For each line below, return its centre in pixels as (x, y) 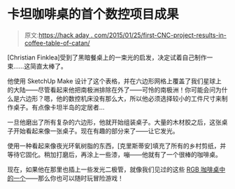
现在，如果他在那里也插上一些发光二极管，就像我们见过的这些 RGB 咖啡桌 (113, 169)
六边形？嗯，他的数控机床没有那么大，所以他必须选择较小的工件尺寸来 (120, 98)
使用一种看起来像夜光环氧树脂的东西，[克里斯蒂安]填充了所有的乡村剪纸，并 (117, 146)
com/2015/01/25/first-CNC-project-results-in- (161, 35)
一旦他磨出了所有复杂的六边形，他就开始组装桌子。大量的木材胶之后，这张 (114, 122)
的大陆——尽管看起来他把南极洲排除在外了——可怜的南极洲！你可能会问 (111, 90)
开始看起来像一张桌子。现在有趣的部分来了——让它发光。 (96, 131)
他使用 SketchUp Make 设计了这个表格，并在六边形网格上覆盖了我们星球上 (115, 80)
